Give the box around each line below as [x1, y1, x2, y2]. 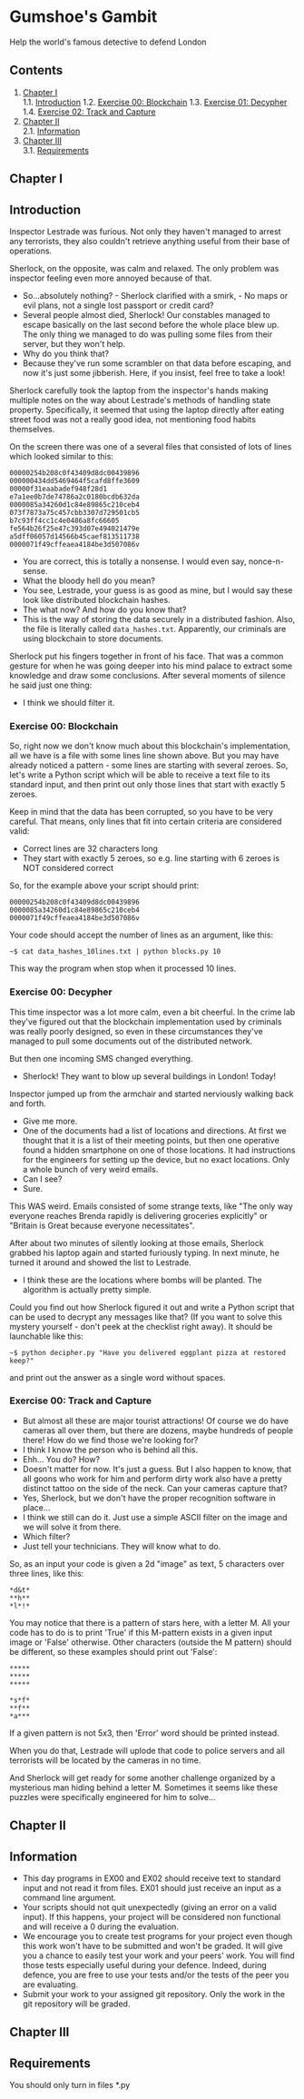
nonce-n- [248, 556, 284, 567]
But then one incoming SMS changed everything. [9, 1053, 193, 1064]
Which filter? [22, 1530, 71, 1541]
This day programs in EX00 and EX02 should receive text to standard [22, 1873, 281, 1884]
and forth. [9, 1097, 47, 1109]
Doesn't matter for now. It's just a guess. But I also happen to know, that [22, 1463, 292, 1474]
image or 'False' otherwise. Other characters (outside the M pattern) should [9, 1637, 292, 1648]
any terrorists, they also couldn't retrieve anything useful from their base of [9, 235, 290, 246]
